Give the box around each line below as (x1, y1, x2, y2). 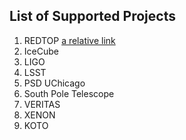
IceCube (23, 45, 59, 57)
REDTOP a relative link (23, 34, 116, 46)
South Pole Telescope (23, 87, 115, 99)
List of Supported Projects (9, 8, 176, 25)
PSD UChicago (23, 77, 86, 89)
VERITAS (23, 98, 61, 110)
